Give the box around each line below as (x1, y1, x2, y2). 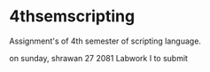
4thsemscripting (9, 6, 136, 27)
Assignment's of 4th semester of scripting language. (9, 36, 202, 46)
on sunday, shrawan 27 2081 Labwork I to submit (9, 52, 189, 63)
